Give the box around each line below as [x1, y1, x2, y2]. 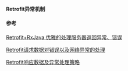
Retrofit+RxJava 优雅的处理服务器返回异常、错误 [6, 34, 123, 41]
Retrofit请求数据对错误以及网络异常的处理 [6, 46, 106, 53]
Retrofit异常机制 [6, 5, 45, 12]
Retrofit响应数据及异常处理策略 [6, 58, 80, 65]
